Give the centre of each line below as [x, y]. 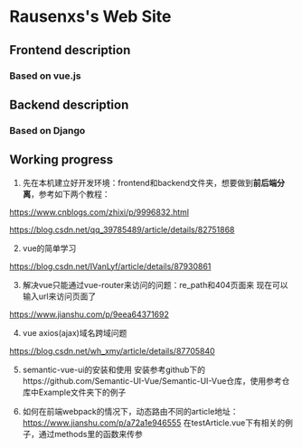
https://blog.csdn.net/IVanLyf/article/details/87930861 [110, 266]
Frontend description [70, 50]
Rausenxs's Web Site [90, 17]
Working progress [61, 160]
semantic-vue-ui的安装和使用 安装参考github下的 [114, 369]
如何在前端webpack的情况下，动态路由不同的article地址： [130, 411]
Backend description [69, 104]
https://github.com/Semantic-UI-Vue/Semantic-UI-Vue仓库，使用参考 [152, 380]
